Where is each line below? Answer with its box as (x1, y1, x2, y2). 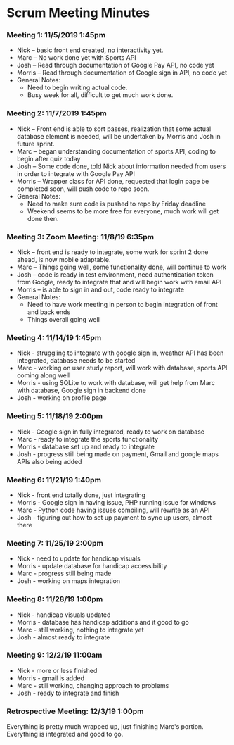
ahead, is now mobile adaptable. (16, 256, 111, 264)
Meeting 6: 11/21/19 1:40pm (6, 475, 102, 484)
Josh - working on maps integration (16, 577, 121, 585)
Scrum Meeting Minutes (6, 5, 150, 21)
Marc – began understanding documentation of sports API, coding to (16, 146, 216, 156)
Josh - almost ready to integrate (16, 632, 110, 641)
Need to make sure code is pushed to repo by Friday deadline (27, 199, 207, 208)
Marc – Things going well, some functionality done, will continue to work (16, 263, 226, 272)
